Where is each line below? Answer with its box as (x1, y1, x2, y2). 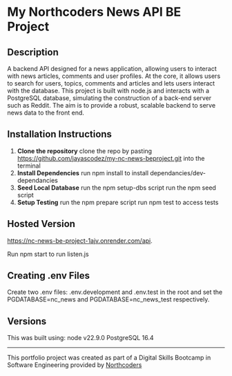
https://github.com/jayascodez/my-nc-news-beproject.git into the (17, 154, 205, 162)
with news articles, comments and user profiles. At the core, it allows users (7, 72, 221, 80)
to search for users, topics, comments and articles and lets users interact (7, 79, 215, 87)
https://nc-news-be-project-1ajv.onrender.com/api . (7, 236, 153, 245)
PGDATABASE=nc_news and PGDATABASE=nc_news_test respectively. (7, 295, 210, 304)
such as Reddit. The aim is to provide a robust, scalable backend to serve (7, 101, 216, 109)
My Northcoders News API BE (7, 4, 182, 20)
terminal (17, 161, 41, 170)
